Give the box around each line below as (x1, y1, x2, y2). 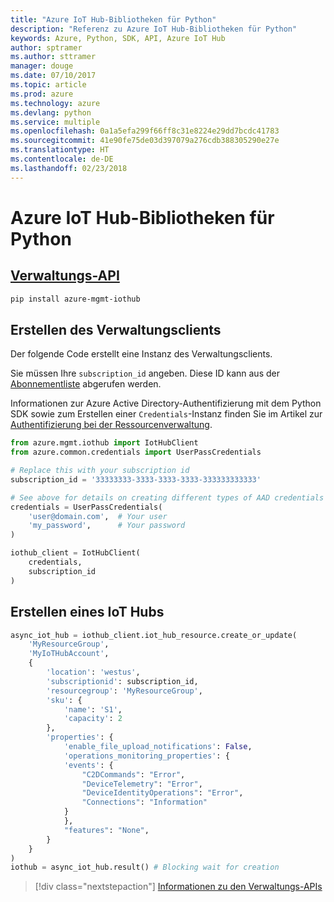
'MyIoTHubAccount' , (28, 649, 110, 659)
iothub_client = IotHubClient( (10, 548, 141, 558)
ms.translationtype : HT (10, 145, 110, 155)
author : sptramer (10, 42, 83, 53)
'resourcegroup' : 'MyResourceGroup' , (46, 686, 203, 696)
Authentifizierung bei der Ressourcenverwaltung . (10, 419, 213, 431)
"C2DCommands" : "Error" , (81, 769, 186, 780)
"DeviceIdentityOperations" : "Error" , (81, 788, 244, 798)
